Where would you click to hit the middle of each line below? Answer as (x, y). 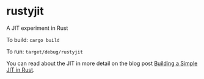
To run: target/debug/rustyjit (45, 51)
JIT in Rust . (20, 70)
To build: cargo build (33, 39)
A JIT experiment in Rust (37, 28)
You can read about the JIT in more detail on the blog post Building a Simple (102, 63)
